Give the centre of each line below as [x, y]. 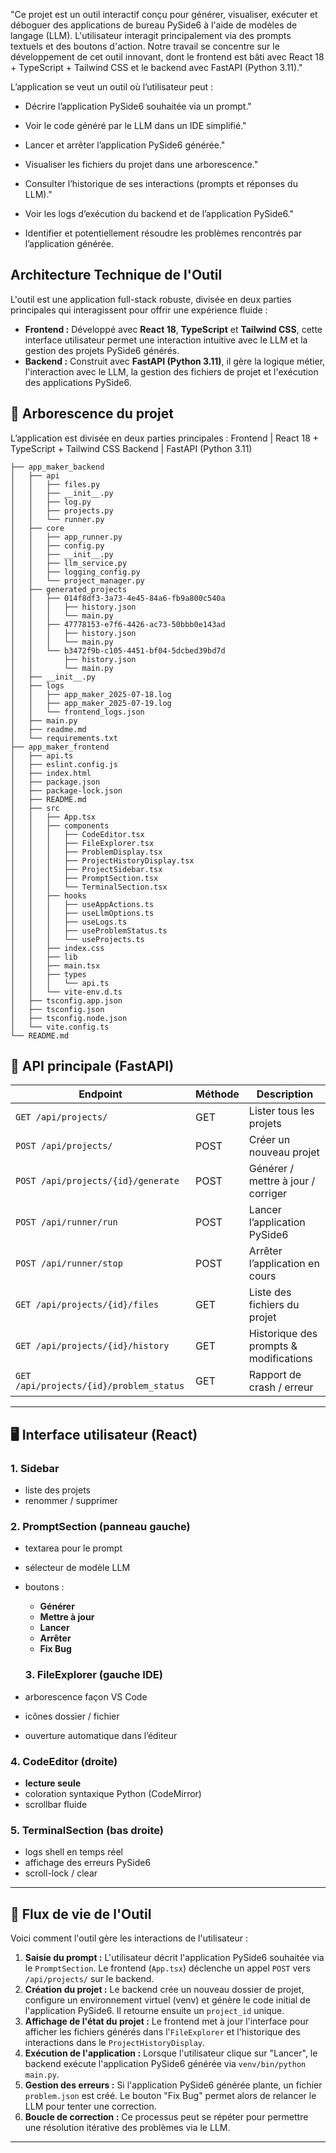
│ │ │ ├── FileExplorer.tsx [82, 843]
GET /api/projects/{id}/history [92, 1346]
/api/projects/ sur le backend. [89, 1979]
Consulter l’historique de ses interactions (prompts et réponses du [161, 183]
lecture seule [53, 1783]
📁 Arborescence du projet [92, 414]
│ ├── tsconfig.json [57, 1009]
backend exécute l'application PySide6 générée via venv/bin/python [165, 2064]
